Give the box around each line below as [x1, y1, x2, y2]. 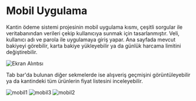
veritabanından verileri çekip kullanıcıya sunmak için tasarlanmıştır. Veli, [6, 29, 180, 36]
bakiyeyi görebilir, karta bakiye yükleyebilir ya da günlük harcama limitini [6, 42, 181, 49]
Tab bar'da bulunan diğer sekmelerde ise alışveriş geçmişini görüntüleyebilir [6, 71, 191, 78]
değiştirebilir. [6, 48, 38, 55]
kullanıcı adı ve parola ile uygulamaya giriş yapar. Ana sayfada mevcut [6, 36, 175, 43]
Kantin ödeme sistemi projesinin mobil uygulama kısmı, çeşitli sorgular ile [6, 23, 183, 31]
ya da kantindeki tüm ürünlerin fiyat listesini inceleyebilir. [6, 78, 143, 85]
